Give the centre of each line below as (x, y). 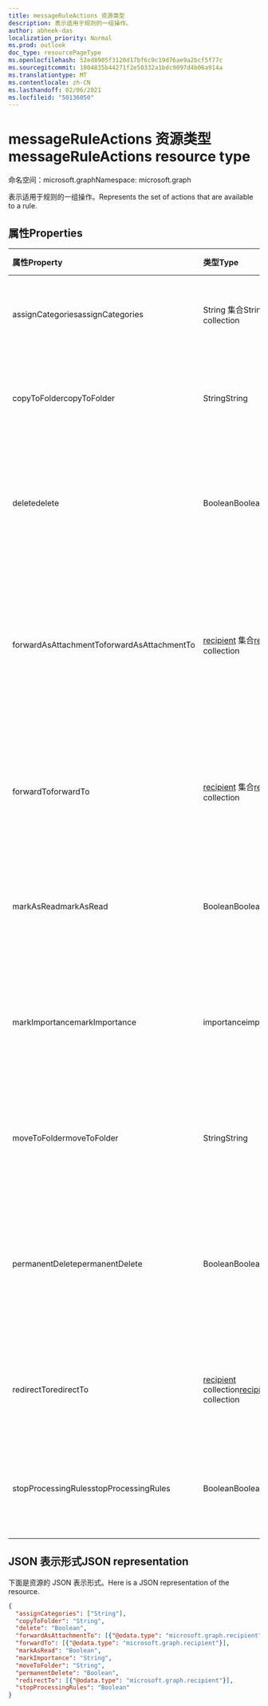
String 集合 (223, 310)
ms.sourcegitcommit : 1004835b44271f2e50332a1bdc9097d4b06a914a (116, 68)
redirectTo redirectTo (51, 1389)
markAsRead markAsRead (60, 906)
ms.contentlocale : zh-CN (49, 82)
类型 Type (221, 262)
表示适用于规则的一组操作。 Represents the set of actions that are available (131, 197)
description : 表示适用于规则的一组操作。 (70, 23)
